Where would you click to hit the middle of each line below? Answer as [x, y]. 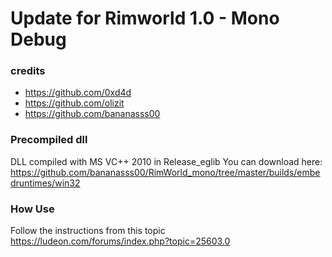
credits [28, 71]
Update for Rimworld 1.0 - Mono [145, 18]
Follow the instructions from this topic [88, 231]
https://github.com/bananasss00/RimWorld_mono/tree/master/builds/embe [165, 172]
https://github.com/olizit [74, 103]
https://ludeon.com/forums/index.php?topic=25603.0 [120, 241]
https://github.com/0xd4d [78, 93]
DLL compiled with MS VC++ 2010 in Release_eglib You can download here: [166, 161]
